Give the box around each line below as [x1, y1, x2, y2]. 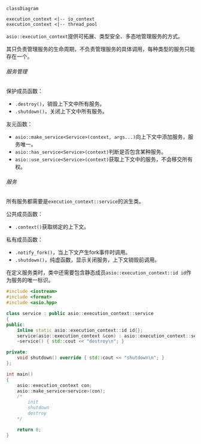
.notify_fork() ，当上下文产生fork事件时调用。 [14, 249, 131, 256]
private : [6, 349, 28, 355]
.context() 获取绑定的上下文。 [14, 223, 90, 230]
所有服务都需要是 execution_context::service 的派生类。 [6, 198, 145, 205]
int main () [6, 371, 33, 377]
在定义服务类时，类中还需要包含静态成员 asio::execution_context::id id [6, 269, 187, 276]
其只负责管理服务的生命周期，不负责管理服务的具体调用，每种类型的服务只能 [6, 46, 195, 52]
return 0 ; [17, 427, 42, 433]
